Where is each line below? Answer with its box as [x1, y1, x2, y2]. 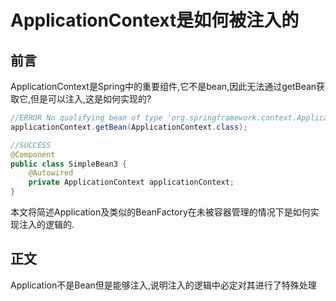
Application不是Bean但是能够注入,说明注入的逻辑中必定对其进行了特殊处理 [10, 279, 317, 291]
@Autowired [28, 168, 74, 178]
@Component [10, 149, 56, 160]
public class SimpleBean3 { [10, 159, 128, 169]
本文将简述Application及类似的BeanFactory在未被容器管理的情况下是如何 [10, 206, 311, 218]
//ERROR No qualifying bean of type [10, 113, 163, 123]
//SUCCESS [10, 140, 52, 150]
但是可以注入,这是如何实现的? [30, 93, 152, 105]
